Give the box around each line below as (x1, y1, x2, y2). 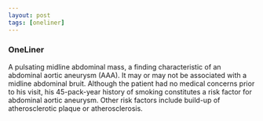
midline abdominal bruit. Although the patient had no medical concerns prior (8, 79, 255, 88)
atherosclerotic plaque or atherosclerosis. (8, 103, 143, 113)
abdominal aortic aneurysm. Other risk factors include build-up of (8, 95, 221, 105)
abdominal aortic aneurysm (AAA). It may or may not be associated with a (8, 70, 247, 80)
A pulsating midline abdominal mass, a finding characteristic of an (8, 62, 221, 71)
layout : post (8, 11, 51, 20)
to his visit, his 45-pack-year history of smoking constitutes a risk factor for (8, 87, 253, 96)
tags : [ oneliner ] (8, 19, 65, 27)
